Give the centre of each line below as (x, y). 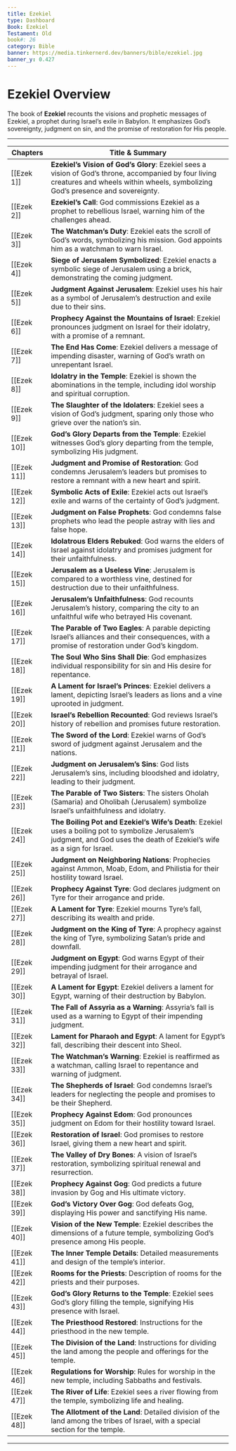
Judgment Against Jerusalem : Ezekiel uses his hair (137, 289)
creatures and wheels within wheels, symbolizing (132, 182)
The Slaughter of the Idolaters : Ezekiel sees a (127, 405)
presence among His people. (98, 1242)
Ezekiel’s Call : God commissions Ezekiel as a (125, 202)
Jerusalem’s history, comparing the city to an (125, 608)
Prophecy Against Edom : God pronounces (122, 1114)
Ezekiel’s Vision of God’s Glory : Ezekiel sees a (129, 164)
